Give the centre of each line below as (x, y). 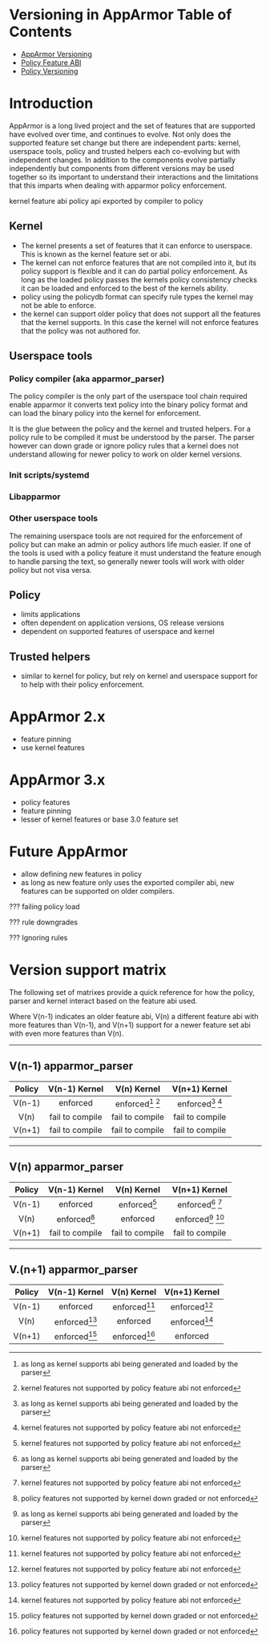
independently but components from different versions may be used (122, 168)
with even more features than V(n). (66, 1033)
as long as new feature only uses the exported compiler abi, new (127, 882)
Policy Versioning (49, 71)
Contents (41, 32)
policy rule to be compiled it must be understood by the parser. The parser (132, 437)
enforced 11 (134, 1306)
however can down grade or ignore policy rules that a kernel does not (124, 446)
